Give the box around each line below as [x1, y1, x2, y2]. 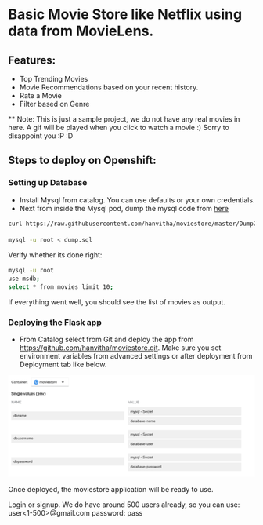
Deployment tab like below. [19, 359, 107, 370]
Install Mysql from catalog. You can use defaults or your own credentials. [19, 195, 255, 205]
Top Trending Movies [19, 75, 88, 83]
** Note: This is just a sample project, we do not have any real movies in [8, 115, 240, 123]
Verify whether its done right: [8, 250, 103, 260]
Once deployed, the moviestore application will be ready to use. [8, 484, 214, 494]
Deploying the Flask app [8, 316, 102, 327]
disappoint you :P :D [8, 131, 74, 140]
